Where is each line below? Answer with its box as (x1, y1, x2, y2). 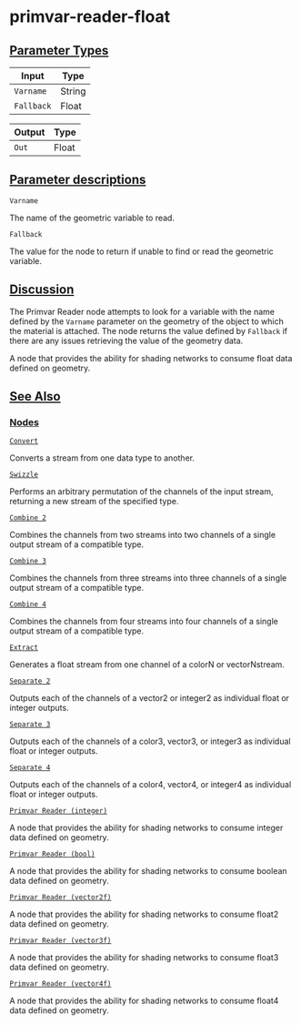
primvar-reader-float (9, 6, 171, 27)
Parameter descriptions (9, 172, 146, 188)
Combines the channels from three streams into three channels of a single (9, 573, 287, 584)
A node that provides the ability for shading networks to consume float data (9, 352, 293, 363)
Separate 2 (9, 676, 51, 686)
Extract (9, 644, 39, 653)
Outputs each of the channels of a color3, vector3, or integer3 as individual (9, 736, 291, 747)
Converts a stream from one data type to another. (9, 452, 196, 463)
